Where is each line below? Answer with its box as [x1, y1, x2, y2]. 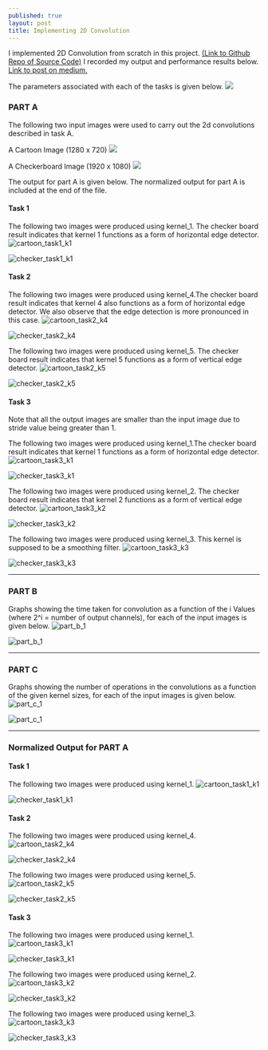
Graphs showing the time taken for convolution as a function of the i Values [8, 604, 255, 613]
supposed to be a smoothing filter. [8, 543, 121, 553]
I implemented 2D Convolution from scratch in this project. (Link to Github [8, 49, 250, 58]
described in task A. [8, 129, 74, 138]
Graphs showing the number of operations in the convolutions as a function [8, 682, 257, 691]
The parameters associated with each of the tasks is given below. [8, 81, 223, 92]
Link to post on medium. [8, 65, 88, 75]
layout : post [8, 19, 52, 27]
